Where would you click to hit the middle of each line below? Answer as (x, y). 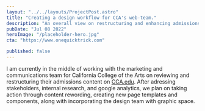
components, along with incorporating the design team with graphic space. (101, 101)
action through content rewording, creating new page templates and (92, 95)
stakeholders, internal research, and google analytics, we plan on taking (97, 88)
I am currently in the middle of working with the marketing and (85, 68)
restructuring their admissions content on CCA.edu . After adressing (91, 81)
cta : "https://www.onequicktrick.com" (56, 40)
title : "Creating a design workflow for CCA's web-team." (81, 18)
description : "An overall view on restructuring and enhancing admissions (103, 23)
